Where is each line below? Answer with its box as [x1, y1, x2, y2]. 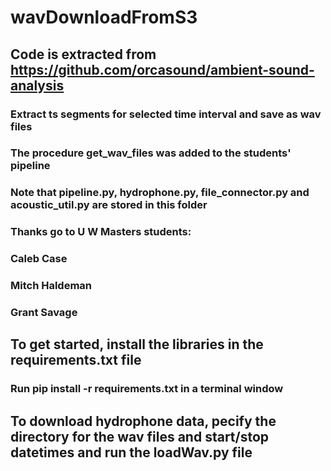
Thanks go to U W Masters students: [10, 225, 192, 239]
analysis [10, 77, 65, 94]
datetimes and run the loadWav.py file [10, 444, 253, 461]
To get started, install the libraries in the [10, 336, 264, 353]
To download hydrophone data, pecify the [10, 412, 277, 430]
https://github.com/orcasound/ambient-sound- [10, 61, 315, 78]
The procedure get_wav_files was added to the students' [10, 146, 292, 160]
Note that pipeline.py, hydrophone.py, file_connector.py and [10, 186, 310, 200]
